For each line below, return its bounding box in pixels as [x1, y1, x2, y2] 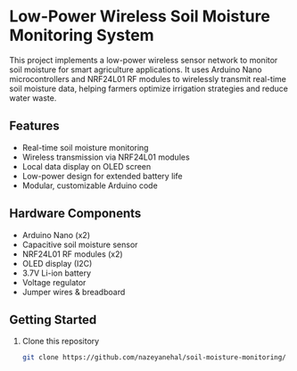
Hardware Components [9, 206, 142, 221]
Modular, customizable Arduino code [21, 180, 158, 191]
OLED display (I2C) [21, 258, 93, 268]
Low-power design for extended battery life [21, 170, 183, 181]
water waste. [9, 92, 57, 103]
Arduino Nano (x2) [21, 229, 91, 240]
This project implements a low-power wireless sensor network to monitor [9, 54, 278, 65]
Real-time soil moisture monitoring [21, 142, 149, 153]
